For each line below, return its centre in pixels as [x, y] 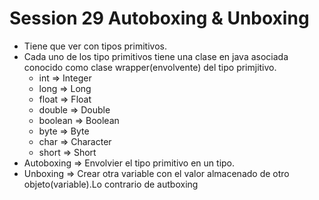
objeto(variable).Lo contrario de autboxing [111, 184]
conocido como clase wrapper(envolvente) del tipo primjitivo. [150, 67]
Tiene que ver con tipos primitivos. [95, 46]
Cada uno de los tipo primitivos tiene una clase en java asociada [156, 56]
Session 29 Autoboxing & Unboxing [159, 18]
